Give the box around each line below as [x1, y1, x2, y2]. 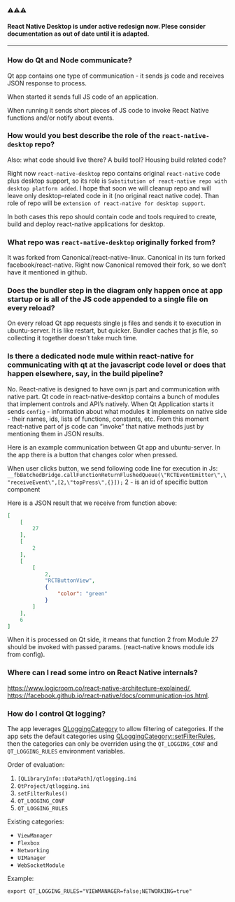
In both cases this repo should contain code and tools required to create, [7, 212, 217, 221]
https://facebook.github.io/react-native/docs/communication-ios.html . [7, 691, 210, 700]
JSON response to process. [7, 78, 87, 87]
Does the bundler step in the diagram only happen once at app [7, 286, 223, 296]
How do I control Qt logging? [7, 709, 106, 719]
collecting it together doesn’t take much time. [7, 334, 138, 342]
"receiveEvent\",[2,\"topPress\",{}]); [7, 479, 124, 486]
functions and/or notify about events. [7, 113, 115, 122]
